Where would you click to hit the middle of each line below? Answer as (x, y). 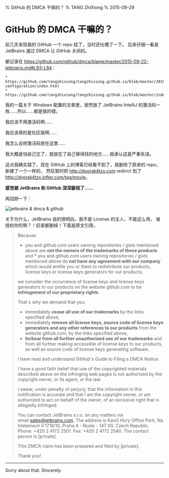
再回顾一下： (18, 198)
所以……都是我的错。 (39, 111)
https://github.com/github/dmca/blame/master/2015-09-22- (86, 61)
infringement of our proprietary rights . (58, 292)
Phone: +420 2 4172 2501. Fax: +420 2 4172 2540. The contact (83, 431)
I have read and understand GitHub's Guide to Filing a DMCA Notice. (88, 359)
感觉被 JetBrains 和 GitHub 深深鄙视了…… (49, 188)
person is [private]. (37, 436)
